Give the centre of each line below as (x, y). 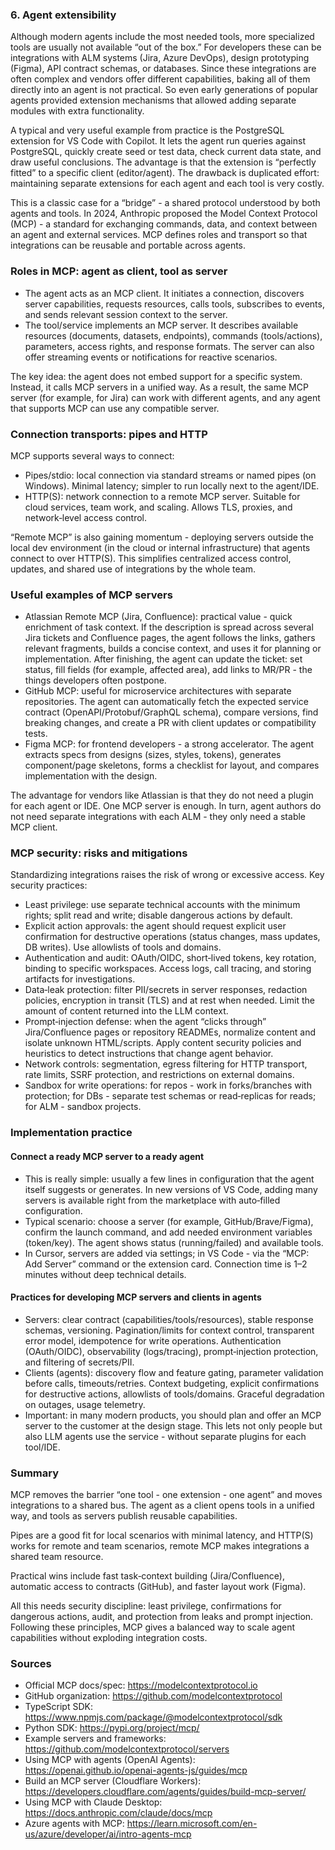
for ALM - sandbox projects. (83, 1107)
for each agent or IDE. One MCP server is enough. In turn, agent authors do (166, 806)
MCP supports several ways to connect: (92, 455)
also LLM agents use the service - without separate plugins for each (165, 1436)
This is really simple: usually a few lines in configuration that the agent (169, 1179)
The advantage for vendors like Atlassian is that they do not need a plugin (162, 795)
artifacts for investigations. (80, 979)
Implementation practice (71, 1133)
